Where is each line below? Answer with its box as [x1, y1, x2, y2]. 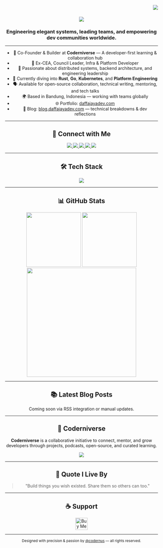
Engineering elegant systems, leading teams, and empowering [6, 29, 157, 35]
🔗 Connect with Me [52, 129, 111, 138]
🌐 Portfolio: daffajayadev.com [55, 100, 115, 106]
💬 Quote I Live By [55, 470, 108, 478]
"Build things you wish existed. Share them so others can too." [25, 483, 150, 489]
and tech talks [71, 88, 99, 94]
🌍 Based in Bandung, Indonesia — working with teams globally [21, 94, 148, 99]
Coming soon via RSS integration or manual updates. [29, 406, 134, 412]
